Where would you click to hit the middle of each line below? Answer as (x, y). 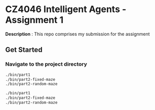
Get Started (24, 50)
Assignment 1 (34, 20)
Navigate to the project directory (46, 64)
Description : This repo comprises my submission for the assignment (78, 34)
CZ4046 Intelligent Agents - (66, 9)
